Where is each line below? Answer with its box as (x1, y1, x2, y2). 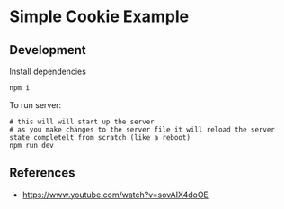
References (9, 165, 75, 181)
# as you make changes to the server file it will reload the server (9, 124, 276, 134)
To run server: (9, 99, 62, 110)
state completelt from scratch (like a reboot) (9, 132, 191, 141)
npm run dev (9, 141, 54, 150)
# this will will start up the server (9, 117, 155, 126)
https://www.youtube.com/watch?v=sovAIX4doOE (22, 189, 209, 200)
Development (9, 42, 87, 58)
